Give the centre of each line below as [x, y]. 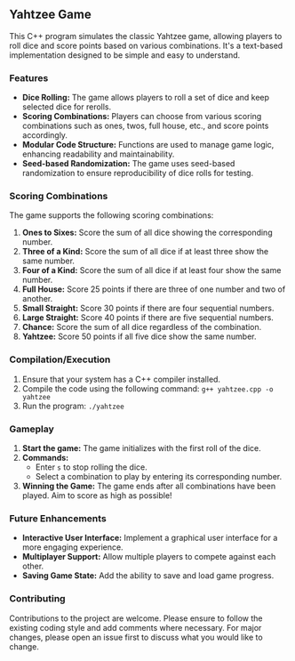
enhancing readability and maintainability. [98, 154]
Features [29, 77]
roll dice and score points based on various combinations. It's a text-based [146, 45]
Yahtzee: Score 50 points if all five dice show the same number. [139, 336]
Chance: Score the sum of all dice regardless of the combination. [142, 327]
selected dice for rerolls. [67, 107]
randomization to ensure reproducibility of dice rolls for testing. [138, 173]
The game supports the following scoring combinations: [112, 215]
